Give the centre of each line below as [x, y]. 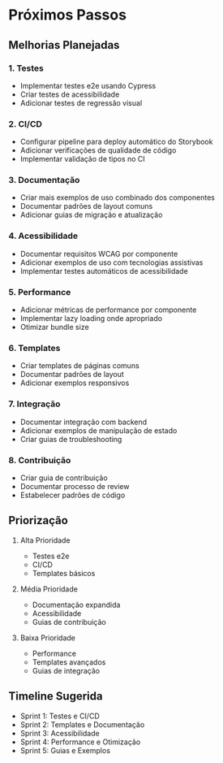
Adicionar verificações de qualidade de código [98, 150]
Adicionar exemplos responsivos [75, 383]
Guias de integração [66, 670]
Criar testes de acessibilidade [70, 94]
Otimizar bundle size [54, 327]
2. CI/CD [26, 124]
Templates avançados [69, 662]
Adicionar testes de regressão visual [81, 102]
